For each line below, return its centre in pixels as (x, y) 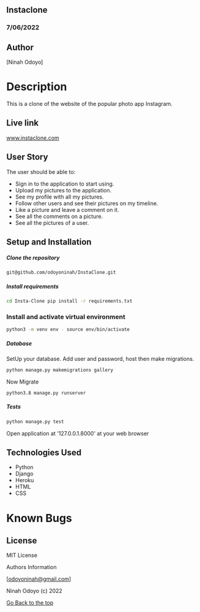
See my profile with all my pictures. (59, 197)
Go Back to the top (30, 603)
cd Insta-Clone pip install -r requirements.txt (69, 301)
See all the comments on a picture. (59, 216)
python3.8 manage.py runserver (46, 393)
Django (24, 474)
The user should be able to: (41, 172)
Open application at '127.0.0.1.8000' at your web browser (78, 433)
